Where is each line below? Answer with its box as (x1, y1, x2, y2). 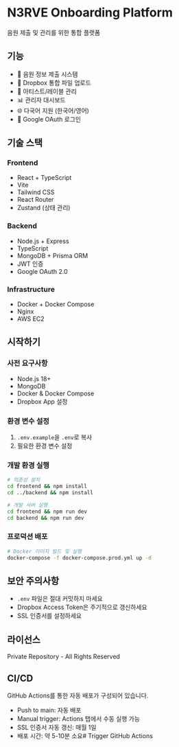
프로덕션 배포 (7, 532, 48, 542)
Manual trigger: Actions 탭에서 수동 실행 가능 (16, 715, 141, 723)
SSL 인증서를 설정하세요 (16, 612, 82, 620)
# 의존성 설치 (7, 476, 40, 483)
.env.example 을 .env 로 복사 (16, 433, 93, 441)
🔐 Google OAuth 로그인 (16, 115, 81, 123)
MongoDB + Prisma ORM (16, 251, 88, 260)
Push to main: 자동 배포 (16, 706, 82, 715)
